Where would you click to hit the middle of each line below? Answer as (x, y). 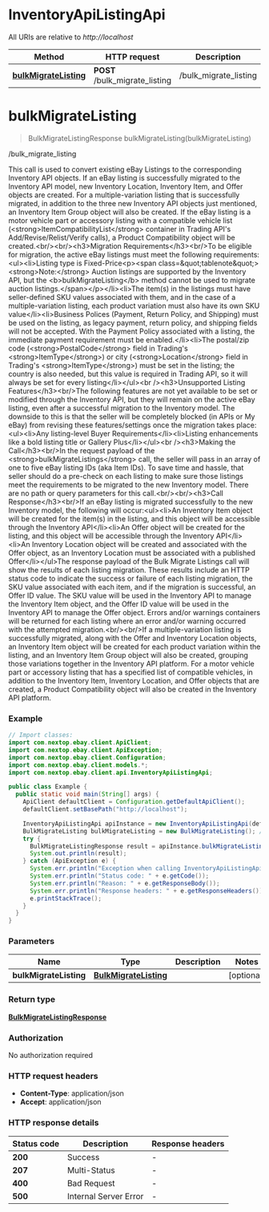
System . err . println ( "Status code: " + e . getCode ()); (119, 876)
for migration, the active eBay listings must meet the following (110, 254)
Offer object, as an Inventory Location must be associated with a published (132, 553)
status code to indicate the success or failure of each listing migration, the (131, 578)
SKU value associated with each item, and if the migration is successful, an (132, 586)
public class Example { (48, 787)
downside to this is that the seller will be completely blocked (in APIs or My (132, 416)
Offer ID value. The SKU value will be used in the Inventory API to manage (130, 595)
